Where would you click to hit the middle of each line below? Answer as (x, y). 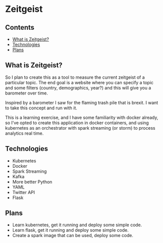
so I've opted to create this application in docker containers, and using (77, 123)
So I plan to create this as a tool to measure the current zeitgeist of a (75, 77)
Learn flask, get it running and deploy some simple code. (70, 230)
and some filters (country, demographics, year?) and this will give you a (78, 88)
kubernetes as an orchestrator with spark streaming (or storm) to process (80, 128)
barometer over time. (27, 93)
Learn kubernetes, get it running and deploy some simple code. (77, 225)
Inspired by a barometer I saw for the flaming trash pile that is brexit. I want (82, 102)
